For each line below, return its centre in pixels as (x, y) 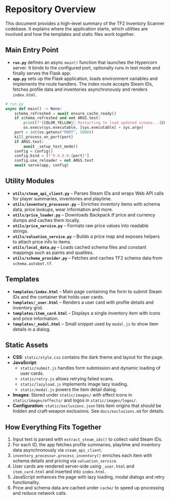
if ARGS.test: (29, 141)
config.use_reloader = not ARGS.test (54, 161)
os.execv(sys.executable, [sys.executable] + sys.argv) (83, 128)
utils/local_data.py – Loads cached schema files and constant (79, 247)
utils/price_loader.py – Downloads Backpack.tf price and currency (84, 215)
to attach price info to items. (42, 241)
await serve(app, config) (42, 165)
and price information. (36, 318)
